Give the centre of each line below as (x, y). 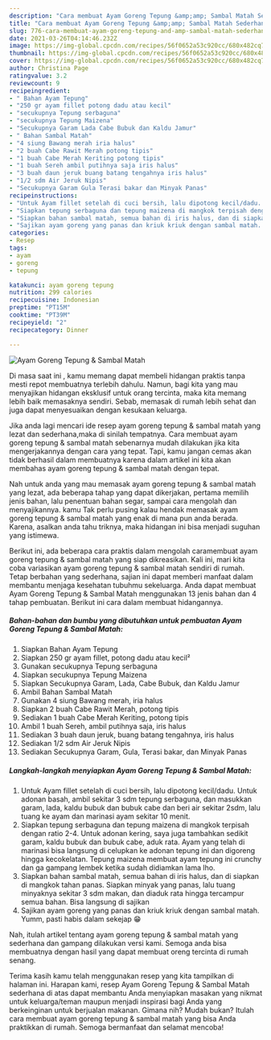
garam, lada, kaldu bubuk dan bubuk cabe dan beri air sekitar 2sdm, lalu (140, 808)
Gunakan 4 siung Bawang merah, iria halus (92, 701)
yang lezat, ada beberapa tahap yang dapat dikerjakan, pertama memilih (129, 492)
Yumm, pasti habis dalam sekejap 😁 (81, 919)
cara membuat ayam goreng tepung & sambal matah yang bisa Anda (123, 1019)
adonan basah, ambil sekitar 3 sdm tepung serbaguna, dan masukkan (136, 799)
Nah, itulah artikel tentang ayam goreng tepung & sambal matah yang (124, 934)
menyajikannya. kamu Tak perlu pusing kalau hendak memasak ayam (124, 509)
